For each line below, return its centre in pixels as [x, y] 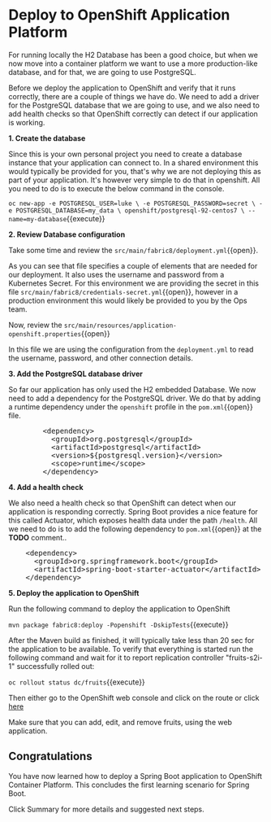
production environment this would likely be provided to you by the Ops [128, 300]
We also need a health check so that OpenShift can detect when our [123, 503]
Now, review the [35, 325]
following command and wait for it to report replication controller [116, 658]
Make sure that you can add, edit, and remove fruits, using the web [120, 722]
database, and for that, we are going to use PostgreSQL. [102, 72]
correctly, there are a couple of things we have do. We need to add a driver [134, 96]
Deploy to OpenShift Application [119, 15]
